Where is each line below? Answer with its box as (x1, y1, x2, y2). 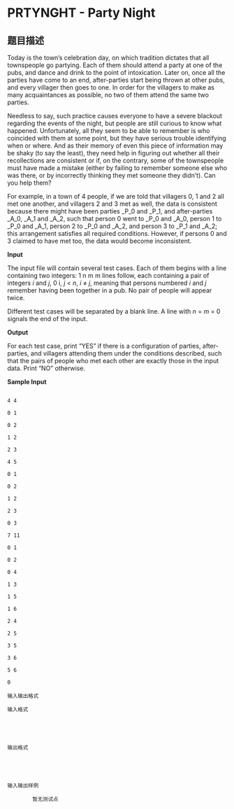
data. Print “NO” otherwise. (7, 364, 86, 372)
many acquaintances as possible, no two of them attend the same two (7, 91, 210, 99)
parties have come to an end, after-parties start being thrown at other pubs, (7, 76, 225, 84)
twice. (7, 294, 25, 302)
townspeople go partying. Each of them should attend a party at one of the (7, 61, 223, 69)
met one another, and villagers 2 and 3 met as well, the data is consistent (7, 199, 218, 208)
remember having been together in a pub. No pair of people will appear (7, 286, 212, 295)
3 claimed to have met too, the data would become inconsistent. (7, 237, 192, 245)
